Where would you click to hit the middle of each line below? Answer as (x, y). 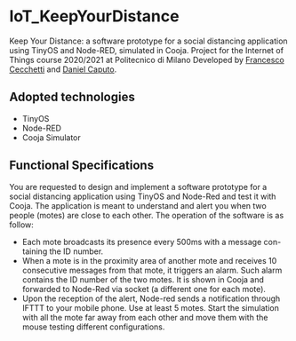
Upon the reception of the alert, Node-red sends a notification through (151, 298)
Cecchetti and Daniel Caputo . (63, 69)
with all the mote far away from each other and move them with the (145, 317)
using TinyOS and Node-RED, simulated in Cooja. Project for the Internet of (147, 50)
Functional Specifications (81, 166)
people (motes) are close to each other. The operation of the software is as (147, 215)
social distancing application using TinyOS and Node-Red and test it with (143, 196)
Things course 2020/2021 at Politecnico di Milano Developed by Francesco (147, 59)
